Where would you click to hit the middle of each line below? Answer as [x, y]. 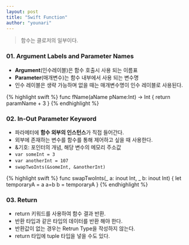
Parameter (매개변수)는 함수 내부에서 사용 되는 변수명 [77, 77]
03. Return [22, 200]
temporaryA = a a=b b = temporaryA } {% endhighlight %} [77, 184]
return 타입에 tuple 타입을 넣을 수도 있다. [62, 236]
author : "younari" [29, 23]
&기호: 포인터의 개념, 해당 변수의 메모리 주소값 [68, 147]
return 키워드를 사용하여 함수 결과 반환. [60, 214]
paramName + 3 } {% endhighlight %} [53, 103]
